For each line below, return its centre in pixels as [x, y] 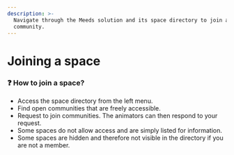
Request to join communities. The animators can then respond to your [117, 115]
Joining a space [54, 61]
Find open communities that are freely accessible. [89, 108]
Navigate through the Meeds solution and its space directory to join [118, 20]
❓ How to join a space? [46, 83]
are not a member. [44, 145]
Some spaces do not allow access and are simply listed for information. [120, 130]
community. [29, 26]
